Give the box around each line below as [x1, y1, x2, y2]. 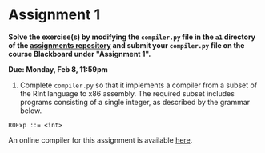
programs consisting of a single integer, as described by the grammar [19, 97, 251, 107]
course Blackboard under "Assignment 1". [8, 49, 151, 58]
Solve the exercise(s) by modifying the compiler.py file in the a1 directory [8, 32, 256, 42]
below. [19, 106, 42, 115]
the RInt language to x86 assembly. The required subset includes [19, 88, 235, 98]
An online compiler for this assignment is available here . [8, 135, 193, 145]
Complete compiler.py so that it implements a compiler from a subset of [19, 80, 258, 90]
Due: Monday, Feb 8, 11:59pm [8, 64, 108, 74]
